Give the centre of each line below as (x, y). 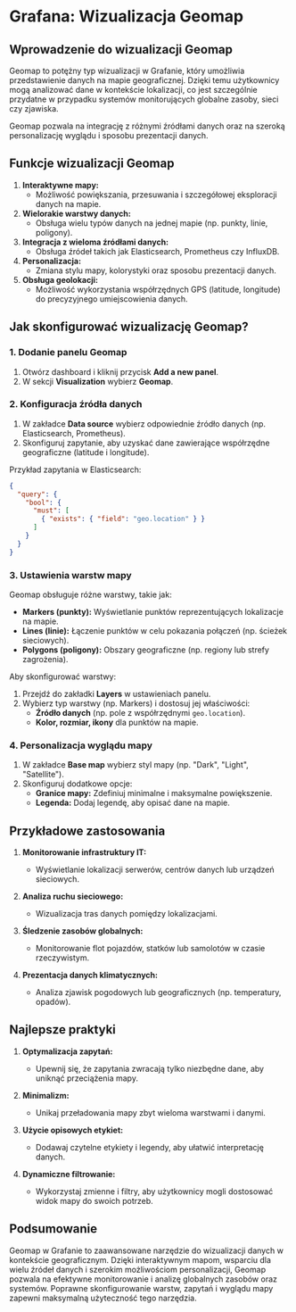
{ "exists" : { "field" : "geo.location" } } (123, 519)
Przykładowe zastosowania (87, 830)
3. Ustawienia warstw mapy (70, 575)
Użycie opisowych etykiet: (73, 1130)
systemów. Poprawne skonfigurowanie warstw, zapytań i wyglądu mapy (141, 1288)
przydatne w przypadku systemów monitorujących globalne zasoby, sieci (144, 99)
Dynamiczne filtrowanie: (69, 1174)
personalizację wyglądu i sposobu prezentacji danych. (109, 135)
